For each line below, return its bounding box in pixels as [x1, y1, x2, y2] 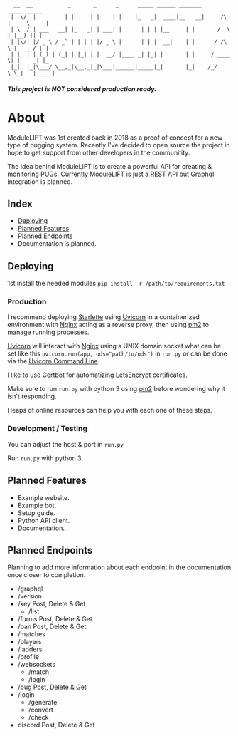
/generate [28, 698, 58, 707]
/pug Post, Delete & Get [17, 683, 87, 692]
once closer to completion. [7, 571, 86, 579]
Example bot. [17, 501, 57, 509]
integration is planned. [7, 177, 73, 186]
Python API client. [17, 516, 70, 524]
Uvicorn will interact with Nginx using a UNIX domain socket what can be [7, 342, 222, 351]
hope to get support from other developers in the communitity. [7, 148, 190, 157]
